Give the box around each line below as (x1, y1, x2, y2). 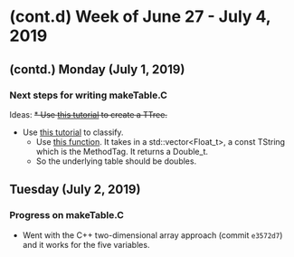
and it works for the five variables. (22, 239, 150, 250)
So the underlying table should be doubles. (35, 156, 197, 167)
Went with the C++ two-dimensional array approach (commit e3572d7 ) (22, 229, 283, 241)
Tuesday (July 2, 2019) (9, 182, 141, 197)
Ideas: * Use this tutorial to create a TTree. (9, 109, 167, 119)
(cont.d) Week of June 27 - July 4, (9, 6, 271, 27)
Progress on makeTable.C (9, 209, 125, 222)
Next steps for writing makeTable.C (9, 89, 167, 101)
